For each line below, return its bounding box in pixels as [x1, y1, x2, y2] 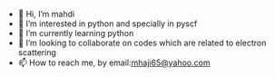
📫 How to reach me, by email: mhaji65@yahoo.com [17, 57, 211, 68]
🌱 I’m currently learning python [17, 28, 134, 38]
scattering [17, 47, 57, 58]
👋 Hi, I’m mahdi [17, 9, 75, 19]
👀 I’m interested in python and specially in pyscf [17, 18, 198, 29]
